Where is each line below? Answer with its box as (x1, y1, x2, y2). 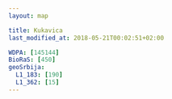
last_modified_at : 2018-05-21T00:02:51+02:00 (8, 34, 164, 42)
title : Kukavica (8, 26, 63, 35)
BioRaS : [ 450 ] (8, 56, 57, 64)
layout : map (8, 11, 48, 20)
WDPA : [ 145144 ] (8, 48, 60, 56)
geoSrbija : (8, 64, 45, 72)
